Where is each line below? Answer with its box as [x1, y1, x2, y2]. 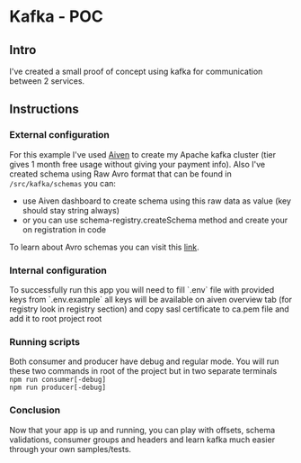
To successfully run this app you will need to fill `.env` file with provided [9, 284, 275, 295]
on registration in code [22, 223, 106, 235]
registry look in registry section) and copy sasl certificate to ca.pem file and [9, 304, 289, 314]
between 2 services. [9, 76, 85, 86]
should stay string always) [22, 204, 120, 215]
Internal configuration [9, 264, 108, 277]
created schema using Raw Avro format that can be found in [9, 168, 232, 179]
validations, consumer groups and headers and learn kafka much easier [9, 434, 276, 445]
